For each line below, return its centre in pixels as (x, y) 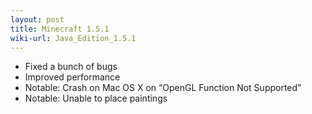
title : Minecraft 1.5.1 (60, 29)
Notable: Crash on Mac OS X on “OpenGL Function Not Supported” (163, 88)
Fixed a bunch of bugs (71, 67)
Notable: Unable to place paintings (96, 98)
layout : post (37, 19)
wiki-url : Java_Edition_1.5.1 (73, 38)
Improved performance (72, 77)
